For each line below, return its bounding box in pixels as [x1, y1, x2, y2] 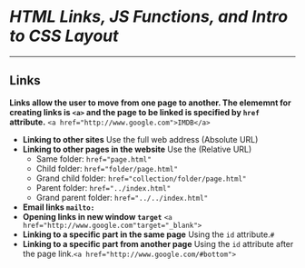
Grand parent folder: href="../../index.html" [35, 192, 209, 203]
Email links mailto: [22, 202, 95, 213]
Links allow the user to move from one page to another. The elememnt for [9, 97, 292, 108]
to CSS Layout [9, 25, 120, 46]
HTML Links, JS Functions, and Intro [9, 6, 289, 27]
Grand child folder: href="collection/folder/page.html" [35, 173, 247, 184]
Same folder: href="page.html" [35, 153, 152, 164]
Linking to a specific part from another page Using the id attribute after [22, 238, 294, 249]
